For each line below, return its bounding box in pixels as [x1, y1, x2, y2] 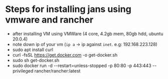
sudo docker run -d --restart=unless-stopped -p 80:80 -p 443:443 [12, 62, 151, 68]
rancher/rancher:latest [34, 67, 81, 73]
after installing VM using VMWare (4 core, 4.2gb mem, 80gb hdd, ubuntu [12, 30, 163, 36]
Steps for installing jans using [5, 3, 131, 15]
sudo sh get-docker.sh [12, 57, 60, 63]
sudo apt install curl [12, 46, 54, 52]
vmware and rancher [5, 14, 94, 25]
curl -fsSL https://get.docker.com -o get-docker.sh [12, 51, 118, 58]
